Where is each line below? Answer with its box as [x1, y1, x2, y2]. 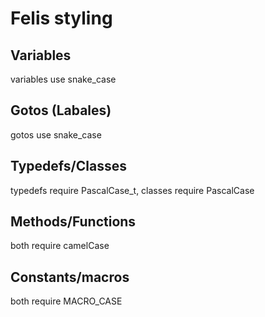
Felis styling [10, 7, 113, 30]
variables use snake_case [10, 73, 117, 85]
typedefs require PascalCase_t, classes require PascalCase [10, 184, 255, 196]
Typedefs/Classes [10, 158, 127, 175]
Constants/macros [10, 268, 130, 286]
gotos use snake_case [10, 128, 102, 141]
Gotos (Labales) [10, 102, 112, 119]
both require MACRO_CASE [10, 295, 123, 307]
